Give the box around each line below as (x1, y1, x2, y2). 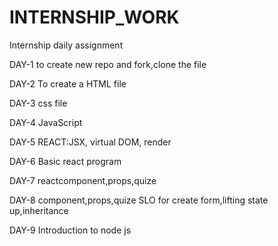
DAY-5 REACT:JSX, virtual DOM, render (9, 136, 172, 148)
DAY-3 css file (9, 97, 68, 109)
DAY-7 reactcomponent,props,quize (9, 174, 157, 186)
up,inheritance (9, 204, 69, 216)
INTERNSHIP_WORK (9, 6, 180, 29)
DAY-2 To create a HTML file (9, 77, 127, 90)
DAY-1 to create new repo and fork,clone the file (9, 58, 207, 70)
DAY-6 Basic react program (9, 155, 122, 167)
